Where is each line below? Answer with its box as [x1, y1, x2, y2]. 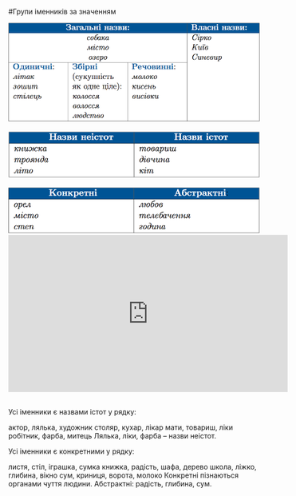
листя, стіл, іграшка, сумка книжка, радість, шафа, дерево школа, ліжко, [8, 462, 257, 472]
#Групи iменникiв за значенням [8, 7, 116, 16]
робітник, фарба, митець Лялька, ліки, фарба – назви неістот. [8, 431, 217, 441]
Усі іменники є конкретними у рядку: [8, 446, 135, 456]
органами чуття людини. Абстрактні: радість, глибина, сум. [8, 479, 212, 489]
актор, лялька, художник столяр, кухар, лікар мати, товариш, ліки [8, 423, 234, 432]
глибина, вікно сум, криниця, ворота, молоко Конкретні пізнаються [8, 470, 239, 480]
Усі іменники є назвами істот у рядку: [8, 407, 137, 417]
